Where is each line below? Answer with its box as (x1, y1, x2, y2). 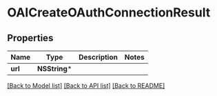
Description (79, 53, 118, 62)
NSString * (37, 64, 72, 73)
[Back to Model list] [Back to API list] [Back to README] (7, 82, 165, 90)
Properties (7, 32, 54, 44)
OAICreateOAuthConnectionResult (7, 5, 211, 21)
